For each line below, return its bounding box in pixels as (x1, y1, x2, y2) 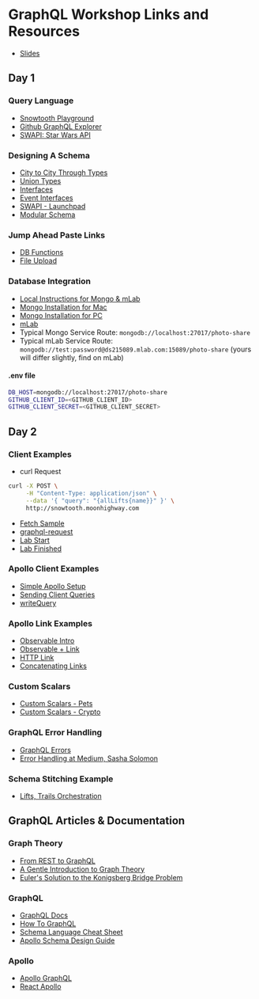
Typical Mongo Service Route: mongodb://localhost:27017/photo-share (19, 327, 251, 337)
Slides (19, 48, 40, 58)
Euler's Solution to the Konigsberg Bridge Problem (19, 872, 183, 882)
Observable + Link (19, 644, 81, 654)
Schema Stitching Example (8, 773, 114, 784)
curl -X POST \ (8, 482, 58, 490)
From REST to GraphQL (19, 856, 96, 865)
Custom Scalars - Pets (19, 699, 93, 708)
